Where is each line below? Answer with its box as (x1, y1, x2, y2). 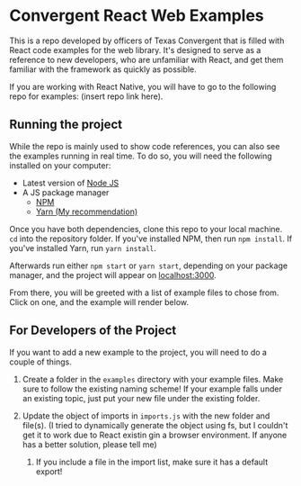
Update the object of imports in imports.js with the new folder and (22, 410, 270, 421)
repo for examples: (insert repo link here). (9, 91, 164, 102)
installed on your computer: (9, 159, 111, 171)
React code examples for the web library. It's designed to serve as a (9, 44, 261, 55)
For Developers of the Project (9, 323, 177, 338)
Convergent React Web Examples (9, 5, 265, 26)
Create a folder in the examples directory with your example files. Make (22, 373, 284, 384)
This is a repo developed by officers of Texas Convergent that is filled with (9, 35, 285, 46)
